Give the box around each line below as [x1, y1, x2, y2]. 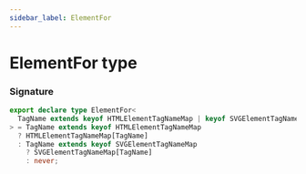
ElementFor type [9, 52, 138, 73]
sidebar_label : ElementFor [9, 13, 112, 23]
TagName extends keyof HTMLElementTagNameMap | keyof [17, 114, 226, 123]
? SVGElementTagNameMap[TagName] [25, 148, 153, 158]
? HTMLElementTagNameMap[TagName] [17, 131, 148, 140]
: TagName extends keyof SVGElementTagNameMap [17, 139, 198, 148]
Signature [9, 85, 55, 97]
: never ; [25, 157, 59, 166]
